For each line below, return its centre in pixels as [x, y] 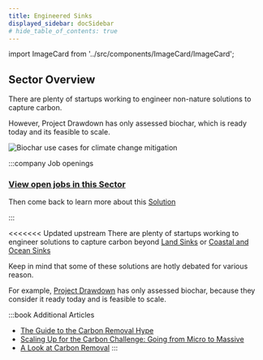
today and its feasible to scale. [60, 132]
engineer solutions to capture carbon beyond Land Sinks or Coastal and [129, 242]
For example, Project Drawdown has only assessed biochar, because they [132, 291]
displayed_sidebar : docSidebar [61, 24]
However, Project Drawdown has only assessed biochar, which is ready [128, 123]
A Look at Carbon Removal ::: [69, 348]
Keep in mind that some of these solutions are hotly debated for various [128, 266]
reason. [21, 275]
